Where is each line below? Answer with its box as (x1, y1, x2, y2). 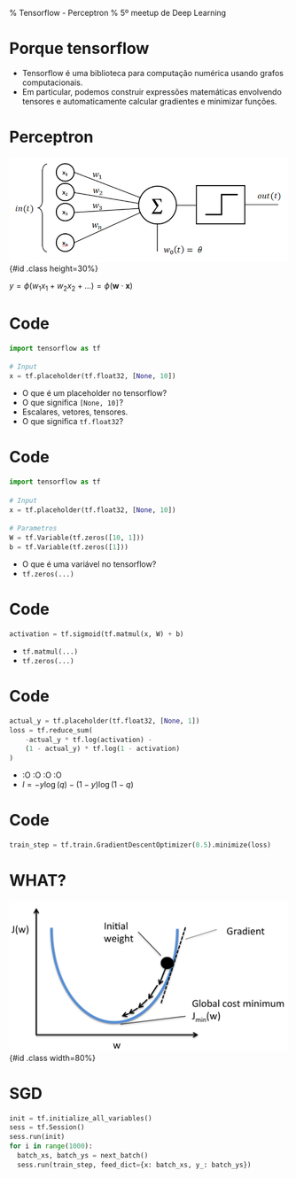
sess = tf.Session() (9, 1123, 86, 1132)
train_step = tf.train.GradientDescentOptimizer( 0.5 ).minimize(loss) (9, 841, 272, 849)
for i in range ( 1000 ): (9, 1142, 93, 1151)
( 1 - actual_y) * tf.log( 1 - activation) (25, 744, 180, 754)
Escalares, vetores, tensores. (21, 407, 129, 417)
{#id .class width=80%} (9, 1052, 96, 1063)
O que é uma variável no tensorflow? (21, 559, 157, 570)
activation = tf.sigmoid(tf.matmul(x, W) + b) (9, 629, 184, 639)
